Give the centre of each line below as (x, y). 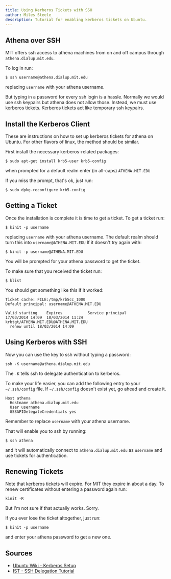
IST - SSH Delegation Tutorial (44, 571)
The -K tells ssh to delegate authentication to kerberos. (63, 373)
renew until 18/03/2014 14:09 (42, 326)
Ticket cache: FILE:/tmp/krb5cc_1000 (45, 300)
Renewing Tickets (34, 472)
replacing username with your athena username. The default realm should (82, 237)
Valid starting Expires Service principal (66, 313)
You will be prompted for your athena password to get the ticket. (73, 261)
